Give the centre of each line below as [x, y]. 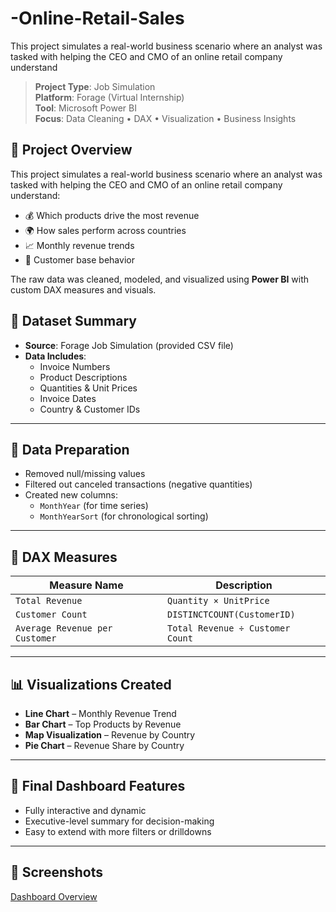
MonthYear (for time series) [94, 506]
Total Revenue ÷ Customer [229, 628]
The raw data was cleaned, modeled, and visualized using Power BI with [160, 279]
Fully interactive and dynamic [85, 810]
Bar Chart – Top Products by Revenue [103, 724]
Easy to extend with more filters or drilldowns [118, 831]
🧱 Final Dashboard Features [98, 786]
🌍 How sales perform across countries [105, 230]
